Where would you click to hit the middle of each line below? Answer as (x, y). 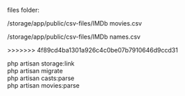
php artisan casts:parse (41, 78)
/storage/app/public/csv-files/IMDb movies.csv (74, 23)
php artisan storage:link (41, 64)
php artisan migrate (35, 71)
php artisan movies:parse (43, 85)
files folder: (24, 10)
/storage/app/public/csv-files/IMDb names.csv (74, 37)
